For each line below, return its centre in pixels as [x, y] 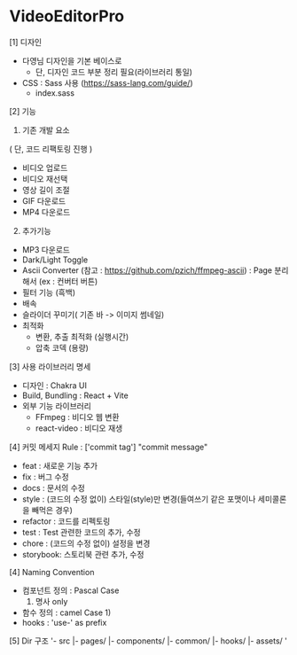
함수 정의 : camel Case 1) [66, 612]
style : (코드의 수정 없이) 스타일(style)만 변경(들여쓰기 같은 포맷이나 [139, 499]
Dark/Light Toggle [55, 260]
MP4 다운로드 [46, 212]
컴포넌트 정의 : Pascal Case [70, 590]
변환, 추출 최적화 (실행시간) [82, 336]
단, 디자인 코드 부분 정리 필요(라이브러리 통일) [114, 72]
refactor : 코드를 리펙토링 [66, 521]
